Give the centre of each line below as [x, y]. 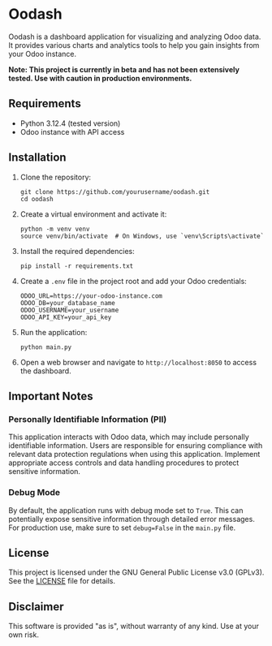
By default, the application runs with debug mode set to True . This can [126, 510]
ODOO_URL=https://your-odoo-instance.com [91, 296]
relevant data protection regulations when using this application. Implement [134, 454]
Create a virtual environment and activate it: [93, 214]
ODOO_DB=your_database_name [67, 303]
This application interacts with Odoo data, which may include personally [129, 437]
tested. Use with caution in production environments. [100, 78]
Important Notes [51, 396]
